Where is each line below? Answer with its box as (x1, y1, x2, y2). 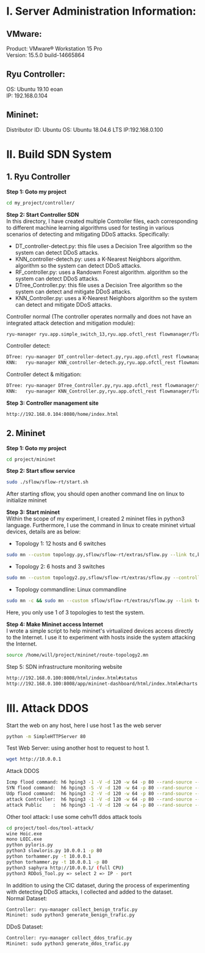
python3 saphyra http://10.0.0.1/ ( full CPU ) (6, 865, 124, 871)
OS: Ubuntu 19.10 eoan (6, 85, 63, 92)
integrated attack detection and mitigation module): (6, 319, 135, 326)
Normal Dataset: (6, 894, 48, 902)
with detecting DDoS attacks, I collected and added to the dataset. (6, 888, 173, 895)
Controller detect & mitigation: (6, 371, 82, 378)
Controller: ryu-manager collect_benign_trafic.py (6, 906, 138, 913)
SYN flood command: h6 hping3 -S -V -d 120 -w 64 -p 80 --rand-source (6, 785, 192, 791)
